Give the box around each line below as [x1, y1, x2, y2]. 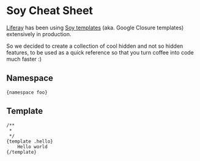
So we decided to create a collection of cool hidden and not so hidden [6, 42, 183, 50]
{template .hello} [6, 138, 53, 144]
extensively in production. [6, 30, 72, 37]
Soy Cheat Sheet [6, 4, 94, 18]
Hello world [17, 143, 48, 150]
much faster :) [6, 55, 42, 62]
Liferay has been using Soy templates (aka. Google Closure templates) [6, 24, 184, 31]
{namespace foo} [6, 89, 48, 95]
